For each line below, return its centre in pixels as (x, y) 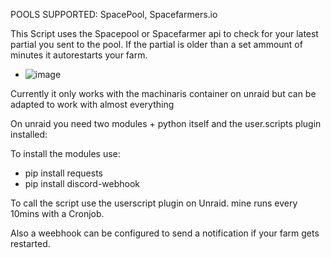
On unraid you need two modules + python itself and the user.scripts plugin (166, 123)
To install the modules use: (65, 153)
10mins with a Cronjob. (57, 213)
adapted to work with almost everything (92, 104)
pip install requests (63, 173)
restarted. (30, 243)
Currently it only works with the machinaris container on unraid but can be (163, 93)
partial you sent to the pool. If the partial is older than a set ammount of (156, 44)
